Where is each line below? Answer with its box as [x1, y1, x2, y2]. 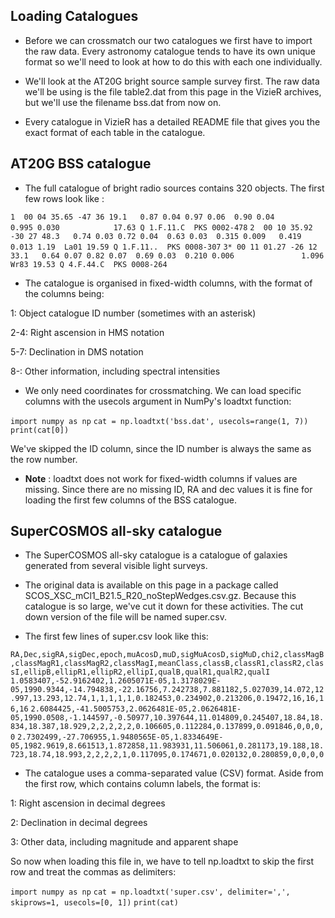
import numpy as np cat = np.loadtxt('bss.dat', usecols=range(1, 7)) [10, 416, 309, 426]
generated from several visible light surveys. [24, 560, 208, 572]
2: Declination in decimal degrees [10, 817, 148, 829]
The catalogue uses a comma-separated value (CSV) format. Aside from [24, 767, 324, 779]
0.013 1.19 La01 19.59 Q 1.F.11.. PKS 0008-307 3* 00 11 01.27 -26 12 [10, 242, 318, 252]
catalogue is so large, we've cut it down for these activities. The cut [24, 600, 304, 613]
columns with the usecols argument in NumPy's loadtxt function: [24, 395, 292, 407]
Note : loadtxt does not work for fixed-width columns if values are [24, 472, 298, 484]
